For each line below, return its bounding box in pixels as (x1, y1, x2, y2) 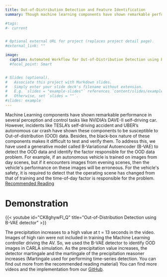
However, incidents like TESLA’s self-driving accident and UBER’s (5, 122, 139, 128)
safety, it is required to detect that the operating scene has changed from (5, 170, 155, 176)
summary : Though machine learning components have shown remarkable (5, 12, 150, 17)
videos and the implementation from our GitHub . (5, 266, 104, 272)
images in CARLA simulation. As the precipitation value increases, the (5, 245, 148, 251)
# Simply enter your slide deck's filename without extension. (5, 84, 143, 90)
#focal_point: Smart (9, 62, 52, 67)
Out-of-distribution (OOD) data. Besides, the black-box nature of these (5, 133, 150, 139)
